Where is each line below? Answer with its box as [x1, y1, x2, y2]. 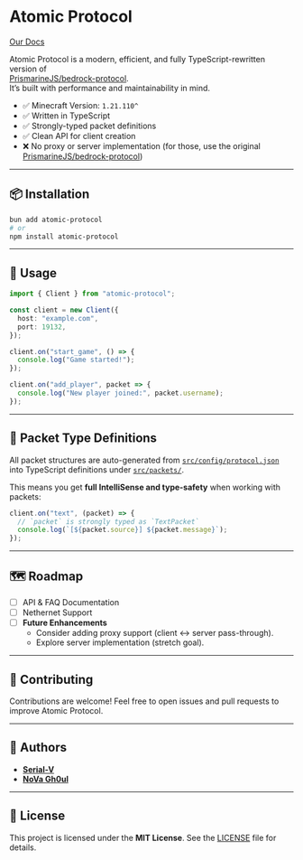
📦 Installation [9, 187, 90, 202]
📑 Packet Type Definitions [9, 431, 158, 446]
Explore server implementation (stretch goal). [35, 637, 205, 648]
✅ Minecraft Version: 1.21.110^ [22, 99, 139, 110]
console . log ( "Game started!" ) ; [17, 355, 135, 365]
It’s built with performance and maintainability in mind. [9, 82, 210, 93]
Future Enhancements [22, 617, 108, 629]
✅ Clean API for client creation [22, 130, 136, 141]
